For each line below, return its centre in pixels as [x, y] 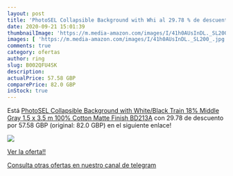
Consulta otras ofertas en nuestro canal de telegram [82, 165]
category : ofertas [34, 53]
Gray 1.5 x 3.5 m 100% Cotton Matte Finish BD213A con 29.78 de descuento [115, 118]
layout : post [26, 14]
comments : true [29, 46]
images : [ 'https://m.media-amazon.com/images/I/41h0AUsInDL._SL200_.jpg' [118, 39]
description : [26, 71]
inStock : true [28, 91]
